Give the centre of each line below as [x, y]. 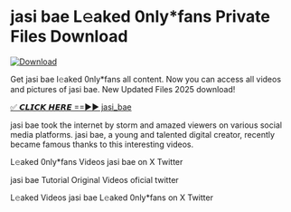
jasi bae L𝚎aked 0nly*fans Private [140, 17]
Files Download [69, 37]
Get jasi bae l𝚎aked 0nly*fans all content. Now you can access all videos [146, 79]
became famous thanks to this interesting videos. [102, 144]
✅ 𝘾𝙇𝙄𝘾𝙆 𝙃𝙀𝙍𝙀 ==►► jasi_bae [71, 107]
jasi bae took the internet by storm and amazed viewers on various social [146, 125]
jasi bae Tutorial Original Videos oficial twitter [94, 179]
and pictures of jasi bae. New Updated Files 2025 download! [123, 89]
